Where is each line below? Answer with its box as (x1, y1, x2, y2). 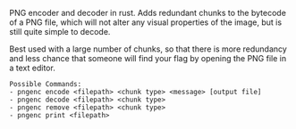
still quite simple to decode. (9, 27, 111, 36)
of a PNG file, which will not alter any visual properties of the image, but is (9, 17, 283, 28)
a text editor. (9, 62, 55, 73)
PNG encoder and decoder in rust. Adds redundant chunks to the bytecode (9, 8, 286, 18)
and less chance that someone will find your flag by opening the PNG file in (9, 53, 287, 63)
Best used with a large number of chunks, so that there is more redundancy (9, 44, 288, 54)
